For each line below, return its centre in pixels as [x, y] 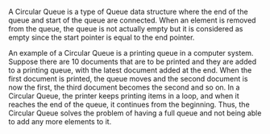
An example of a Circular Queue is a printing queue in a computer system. [131, 53]
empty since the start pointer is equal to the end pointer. [102, 37]
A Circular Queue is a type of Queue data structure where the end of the [128, 12]
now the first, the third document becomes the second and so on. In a [124, 87]
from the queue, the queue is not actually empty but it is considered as [126, 29]
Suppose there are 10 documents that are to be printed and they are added [132, 61]
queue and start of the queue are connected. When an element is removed [132, 20]
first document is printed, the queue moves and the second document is [128, 79]
